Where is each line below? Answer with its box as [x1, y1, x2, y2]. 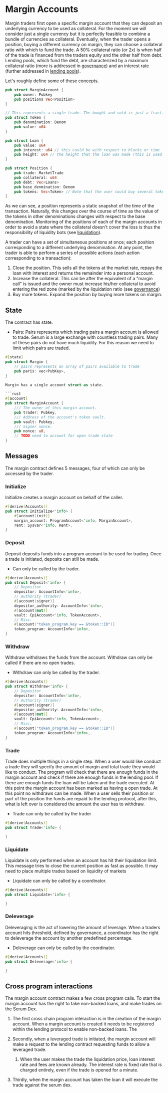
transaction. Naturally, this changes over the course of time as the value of [5, 208, 159, 214]
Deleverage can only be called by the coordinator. [12, 945, 115, 951]
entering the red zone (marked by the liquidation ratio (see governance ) [12, 286, 160, 292]
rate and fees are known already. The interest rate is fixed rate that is [19, 1061, 162, 1068]
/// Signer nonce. [14, 424, 52, 429]
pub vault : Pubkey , [14, 419, 55, 424]
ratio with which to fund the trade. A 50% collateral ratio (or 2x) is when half [5, 47, 162, 53]
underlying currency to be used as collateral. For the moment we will [5, 25, 146, 31]
